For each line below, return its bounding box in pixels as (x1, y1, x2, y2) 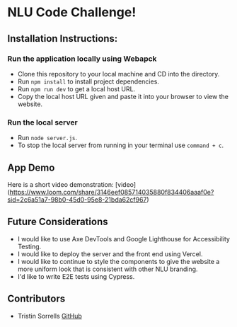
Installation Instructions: (7, 33, 118, 45)
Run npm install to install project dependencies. (17, 77, 159, 86)
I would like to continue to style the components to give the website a (17, 257, 220, 265)
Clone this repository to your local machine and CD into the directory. (17, 69, 220, 78)
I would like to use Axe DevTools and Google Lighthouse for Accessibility (17, 234, 230, 243)
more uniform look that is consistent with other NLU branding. (17, 265, 198, 273)
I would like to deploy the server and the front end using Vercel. (17, 249, 203, 258)
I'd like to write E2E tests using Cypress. (17, 272, 135, 280)
